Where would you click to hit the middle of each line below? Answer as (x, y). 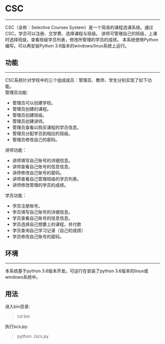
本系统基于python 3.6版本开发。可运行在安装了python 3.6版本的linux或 (77, 271)
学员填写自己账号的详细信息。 (42, 212)
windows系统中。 (23, 277)
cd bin (24, 317)
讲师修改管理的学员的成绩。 (40, 185)
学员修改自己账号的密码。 (38, 237)
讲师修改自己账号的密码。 (38, 173)
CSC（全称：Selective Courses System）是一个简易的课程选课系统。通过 (79, 27)
